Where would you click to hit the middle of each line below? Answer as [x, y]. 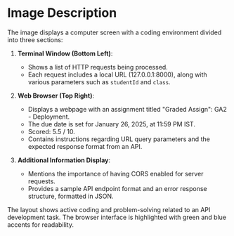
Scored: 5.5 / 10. [51, 131]
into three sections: [35, 39]
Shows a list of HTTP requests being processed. [98, 67]
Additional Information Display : [64, 160]
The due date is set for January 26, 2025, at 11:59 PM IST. [111, 124]
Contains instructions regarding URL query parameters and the [119, 139]
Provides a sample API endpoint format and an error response [117, 188]
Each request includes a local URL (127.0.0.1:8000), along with [117, 74]
